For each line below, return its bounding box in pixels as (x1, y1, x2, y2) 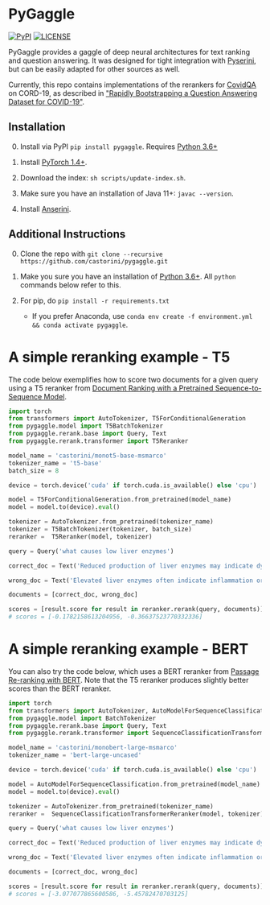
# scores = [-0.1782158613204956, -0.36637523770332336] (8, 613, 203, 621)
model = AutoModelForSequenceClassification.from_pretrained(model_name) (8, 780, 261, 788)
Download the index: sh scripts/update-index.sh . (19, 172, 186, 182)
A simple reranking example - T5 (8, 348, 231, 366)
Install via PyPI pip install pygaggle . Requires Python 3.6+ (19, 142, 219, 151)
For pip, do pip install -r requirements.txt (19, 295, 170, 305)
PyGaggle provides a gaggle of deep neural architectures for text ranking (8, 47, 251, 56)
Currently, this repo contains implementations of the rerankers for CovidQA (8, 80, 257, 89)
